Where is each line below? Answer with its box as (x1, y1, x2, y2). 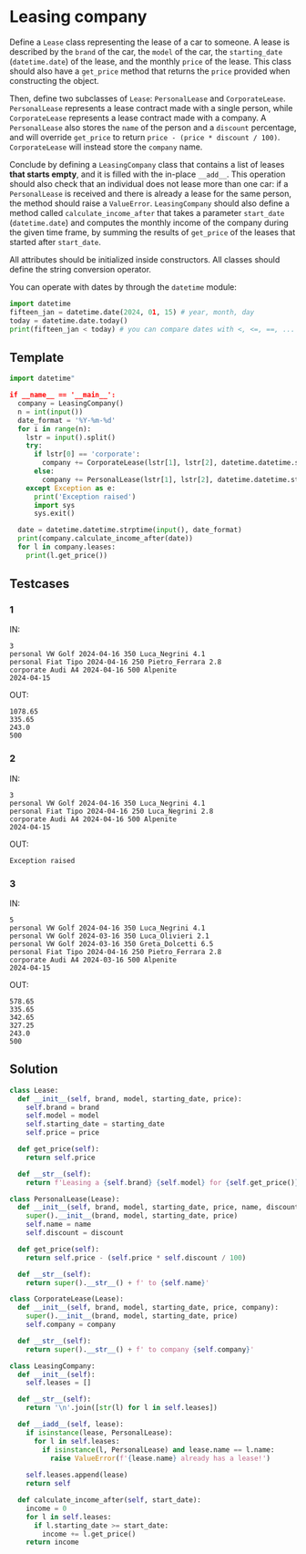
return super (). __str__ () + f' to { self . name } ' (25, 1278, 209, 1287)
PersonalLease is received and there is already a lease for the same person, (9, 188, 292, 199)
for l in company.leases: (17, 542, 117, 551)
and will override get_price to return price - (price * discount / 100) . (9, 131, 280, 142)
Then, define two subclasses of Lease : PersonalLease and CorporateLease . (9, 93, 286, 104)
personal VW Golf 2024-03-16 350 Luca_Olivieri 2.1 (9, 931, 209, 941)
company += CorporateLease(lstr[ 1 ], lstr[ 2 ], (42, 458, 219, 468)
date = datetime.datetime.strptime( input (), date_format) (17, 526, 243, 535)
